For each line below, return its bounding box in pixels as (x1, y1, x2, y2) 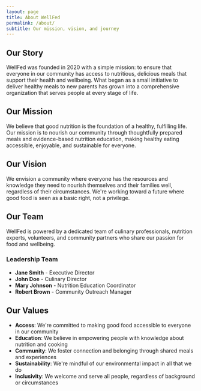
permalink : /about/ (6, 20, 55, 26)
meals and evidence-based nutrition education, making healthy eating (6, 135, 179, 142)
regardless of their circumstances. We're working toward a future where (6, 187, 185, 195)
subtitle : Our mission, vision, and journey (6, 25, 119, 32)
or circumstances (14, 379, 59, 386)
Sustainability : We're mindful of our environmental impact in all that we (14, 360, 192, 367)
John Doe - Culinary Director (14, 275, 87, 282)
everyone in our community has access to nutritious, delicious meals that (6, 70, 187, 77)
